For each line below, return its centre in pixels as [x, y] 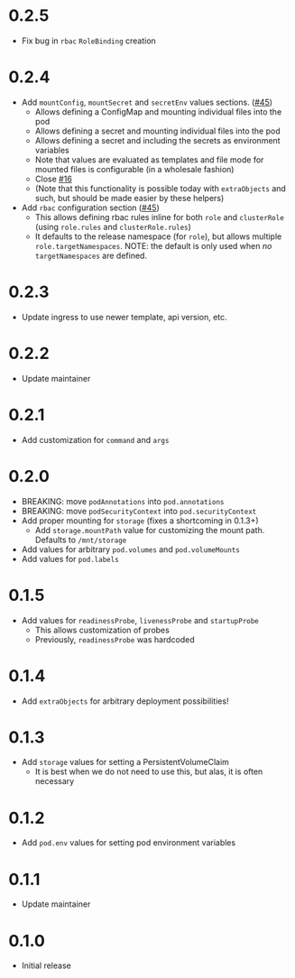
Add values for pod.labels [70, 558]
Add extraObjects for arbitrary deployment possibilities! [125, 701]
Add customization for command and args [95, 439]
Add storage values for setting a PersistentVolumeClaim [125, 762]
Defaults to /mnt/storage [81, 540]
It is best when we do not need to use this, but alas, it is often [149, 771]
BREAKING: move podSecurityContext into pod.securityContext [139, 511]
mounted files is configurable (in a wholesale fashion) [134, 169]
